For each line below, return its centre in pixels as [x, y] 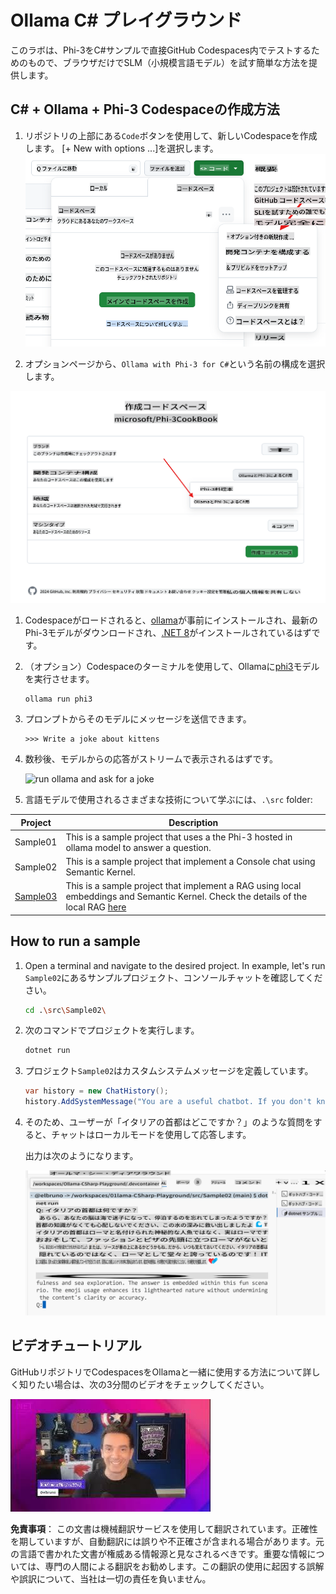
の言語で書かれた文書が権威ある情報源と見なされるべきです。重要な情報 [159, 1553]
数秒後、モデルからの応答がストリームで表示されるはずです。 [151, 759]
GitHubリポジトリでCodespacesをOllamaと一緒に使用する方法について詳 [161, 1372]
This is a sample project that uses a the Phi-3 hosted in [179, 837]
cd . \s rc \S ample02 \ [65, 1010]
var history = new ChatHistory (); [96, 1091]
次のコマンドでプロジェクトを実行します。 [112, 1030]
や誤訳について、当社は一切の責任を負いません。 [111, 1578]
